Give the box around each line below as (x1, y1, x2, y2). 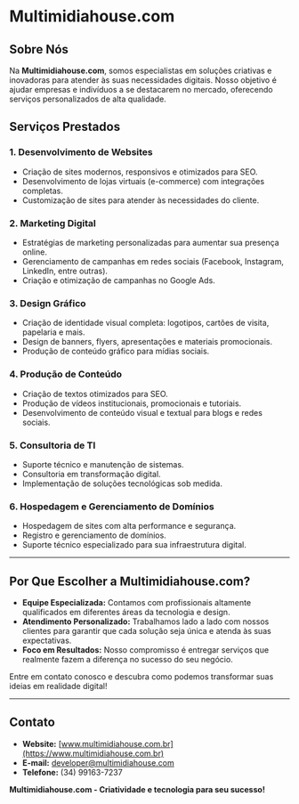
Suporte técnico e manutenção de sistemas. (21, 459, 184, 469)
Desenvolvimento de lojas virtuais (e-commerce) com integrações (21, 175, 265, 186)
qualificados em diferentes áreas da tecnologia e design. (21, 606, 230, 617)
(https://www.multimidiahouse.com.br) (21, 748, 165, 759)
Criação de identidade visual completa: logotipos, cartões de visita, (21, 318, 270, 329)
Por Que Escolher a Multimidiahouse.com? (9, 573, 251, 589)
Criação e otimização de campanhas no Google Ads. (21, 274, 215, 286)
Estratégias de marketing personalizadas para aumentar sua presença (21, 237, 279, 248)
